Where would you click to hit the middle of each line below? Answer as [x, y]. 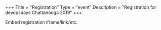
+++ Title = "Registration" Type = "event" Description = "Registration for [81, 7]
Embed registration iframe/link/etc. [42, 22]
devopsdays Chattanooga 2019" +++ [44, 12]
